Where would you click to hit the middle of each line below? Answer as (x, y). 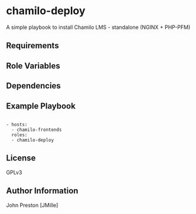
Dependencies (33, 86)
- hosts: (17, 124)
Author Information (42, 191)
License (21, 158)
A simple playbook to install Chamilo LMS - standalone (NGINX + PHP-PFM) (98, 27)
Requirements (32, 46)
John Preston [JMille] (32, 205)
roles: (19, 135)
